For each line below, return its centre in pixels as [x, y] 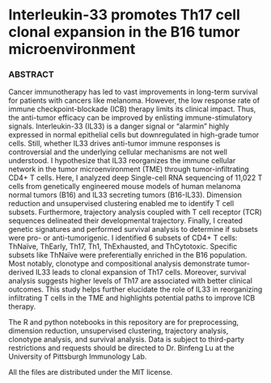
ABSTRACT [31, 74]
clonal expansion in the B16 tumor [124, 32]
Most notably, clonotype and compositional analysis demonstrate [117, 263]
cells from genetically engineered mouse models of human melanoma [125, 187]
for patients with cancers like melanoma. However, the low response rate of [134, 101]
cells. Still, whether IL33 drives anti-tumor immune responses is [114, 144]
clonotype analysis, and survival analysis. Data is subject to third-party [127, 339]
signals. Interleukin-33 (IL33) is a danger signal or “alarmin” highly [119, 126]
